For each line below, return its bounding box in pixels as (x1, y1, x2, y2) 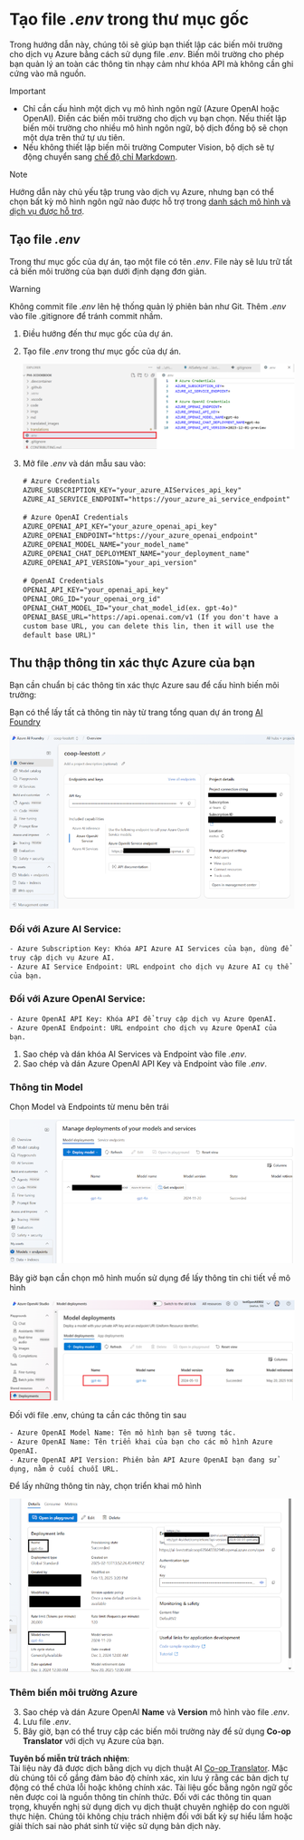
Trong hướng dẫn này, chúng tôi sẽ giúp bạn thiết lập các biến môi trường (9, 39, 283, 50)
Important (9, 85, 46, 96)
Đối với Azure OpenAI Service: (9, 993, 147, 1006)
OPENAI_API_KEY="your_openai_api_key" (22, 585, 169, 594)
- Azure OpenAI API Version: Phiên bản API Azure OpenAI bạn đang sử (9, 1455, 278, 1465)
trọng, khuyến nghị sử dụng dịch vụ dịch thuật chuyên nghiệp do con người (9, 1801, 290, 1813)
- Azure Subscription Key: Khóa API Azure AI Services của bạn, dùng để (9, 944, 290, 954)
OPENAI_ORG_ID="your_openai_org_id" (22, 594, 161, 603)
